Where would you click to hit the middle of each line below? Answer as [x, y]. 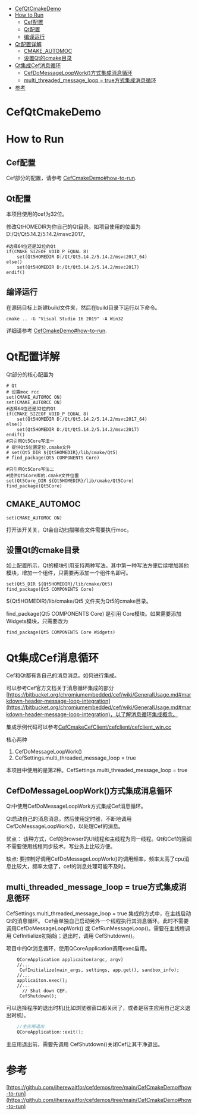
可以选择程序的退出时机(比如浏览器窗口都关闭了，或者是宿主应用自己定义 [96, 1007]
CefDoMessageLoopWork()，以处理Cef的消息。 [65, 826]
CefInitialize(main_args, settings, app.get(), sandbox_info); [99, 970]
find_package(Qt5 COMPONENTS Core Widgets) [61, 632]
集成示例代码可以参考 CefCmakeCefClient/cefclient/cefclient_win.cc [89, 727]
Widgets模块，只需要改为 [37, 621]
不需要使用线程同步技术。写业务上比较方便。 [61, 846]
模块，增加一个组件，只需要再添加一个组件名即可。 [69, 573]
